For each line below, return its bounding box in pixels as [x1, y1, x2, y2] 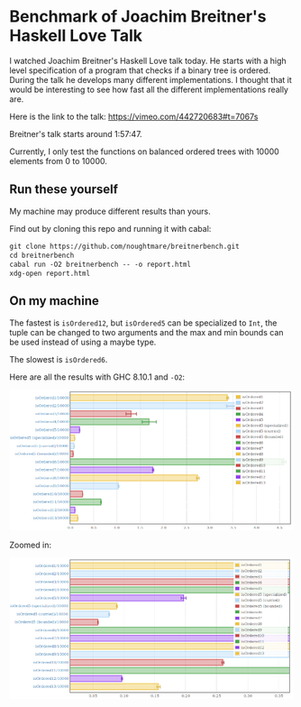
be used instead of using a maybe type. [9, 336, 157, 347]
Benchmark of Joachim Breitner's [9, 6, 267, 27]
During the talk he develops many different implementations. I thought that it [9, 74, 293, 85]
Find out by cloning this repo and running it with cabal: [9, 223, 212, 234]
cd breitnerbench [9, 251, 75, 260]
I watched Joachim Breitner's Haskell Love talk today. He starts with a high [9, 55, 287, 66]
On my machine [9, 293, 99, 308]
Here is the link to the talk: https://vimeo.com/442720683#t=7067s [9, 111, 259, 122]
